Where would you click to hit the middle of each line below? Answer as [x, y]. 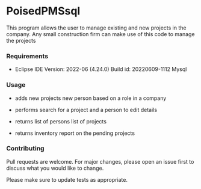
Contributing [25, 149]
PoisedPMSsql [43, 11]
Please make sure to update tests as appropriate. [67, 179]
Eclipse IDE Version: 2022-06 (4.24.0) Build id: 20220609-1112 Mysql [101, 69]
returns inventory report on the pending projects [75, 133]
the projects [21, 40]
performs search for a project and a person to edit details [86, 110]
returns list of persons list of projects [61, 121]
